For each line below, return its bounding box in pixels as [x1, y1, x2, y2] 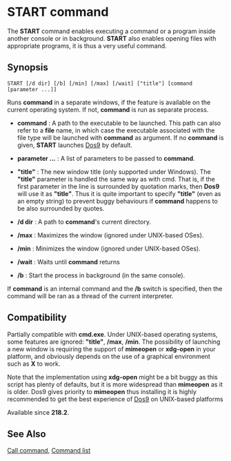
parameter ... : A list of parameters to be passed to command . [17, 154, 195, 162]
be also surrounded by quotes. [17, 204, 105, 213]
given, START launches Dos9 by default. [17, 141, 133, 149]
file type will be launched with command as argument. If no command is [17, 133, 224, 141]
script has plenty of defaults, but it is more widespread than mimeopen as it [7, 380, 223, 389]
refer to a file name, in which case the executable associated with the [17, 126, 215, 135]
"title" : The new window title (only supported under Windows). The [17, 167, 212, 176]
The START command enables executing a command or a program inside [7, 27, 216, 35]
